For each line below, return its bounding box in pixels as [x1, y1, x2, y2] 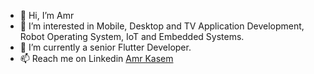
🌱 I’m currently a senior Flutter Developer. [19, 41, 192, 53]
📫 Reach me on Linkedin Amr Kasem [19, 53, 174, 64]
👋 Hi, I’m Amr [19, 10, 75, 21]
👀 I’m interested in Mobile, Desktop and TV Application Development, [19, 20, 305, 32]
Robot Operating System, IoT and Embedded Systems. [19, 31, 245, 42]
